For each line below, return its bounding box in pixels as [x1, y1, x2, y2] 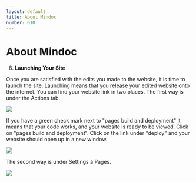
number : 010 [6, 19, 35, 25]
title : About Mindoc [6, 14, 57, 20]
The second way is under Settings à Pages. [6, 158, 111, 166]
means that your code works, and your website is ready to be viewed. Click [6, 123, 188, 130]
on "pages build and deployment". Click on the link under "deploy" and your [6, 130, 190, 137]
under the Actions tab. [6, 95, 61, 102]
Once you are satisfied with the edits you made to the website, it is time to [6, 76, 185, 83]
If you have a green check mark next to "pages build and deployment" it [6, 117, 181, 124]
